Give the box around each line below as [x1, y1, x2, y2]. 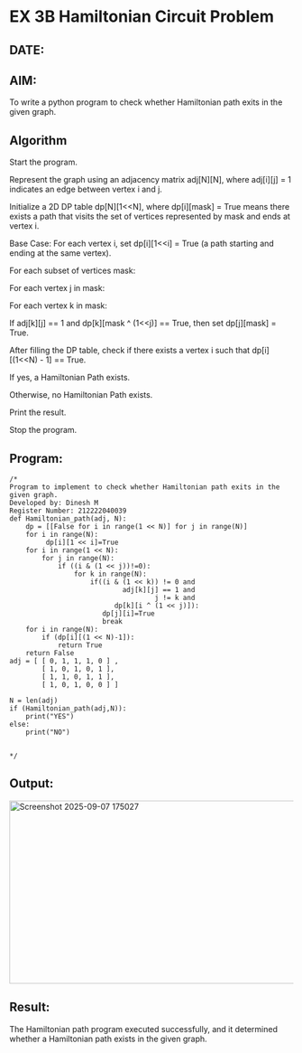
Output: [9, 776, 54, 792]
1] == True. [45, 354, 87, 365]
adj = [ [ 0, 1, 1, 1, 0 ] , [9, 657, 119, 666]
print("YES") [25, 712, 75, 721]
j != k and [154, 594, 196, 603]
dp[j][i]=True [102, 609, 155, 618]
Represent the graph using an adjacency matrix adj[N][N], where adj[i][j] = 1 [9, 174, 291, 185]
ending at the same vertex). [9, 248, 112, 259]
